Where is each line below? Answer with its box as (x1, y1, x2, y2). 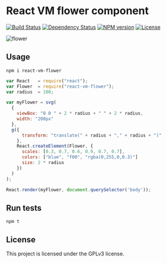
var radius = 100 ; (6, 89, 54, 95)
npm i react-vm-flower (6, 68, 62, 74)
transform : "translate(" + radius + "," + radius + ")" (21, 132, 162, 138)
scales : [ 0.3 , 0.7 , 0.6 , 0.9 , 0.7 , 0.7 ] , (21, 149, 125, 155)
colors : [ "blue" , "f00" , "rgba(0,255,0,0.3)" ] (21, 154, 138, 160)
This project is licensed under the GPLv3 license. (6, 250, 125, 257)
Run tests (6, 203, 42, 213)
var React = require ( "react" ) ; (6, 78, 88, 84)
